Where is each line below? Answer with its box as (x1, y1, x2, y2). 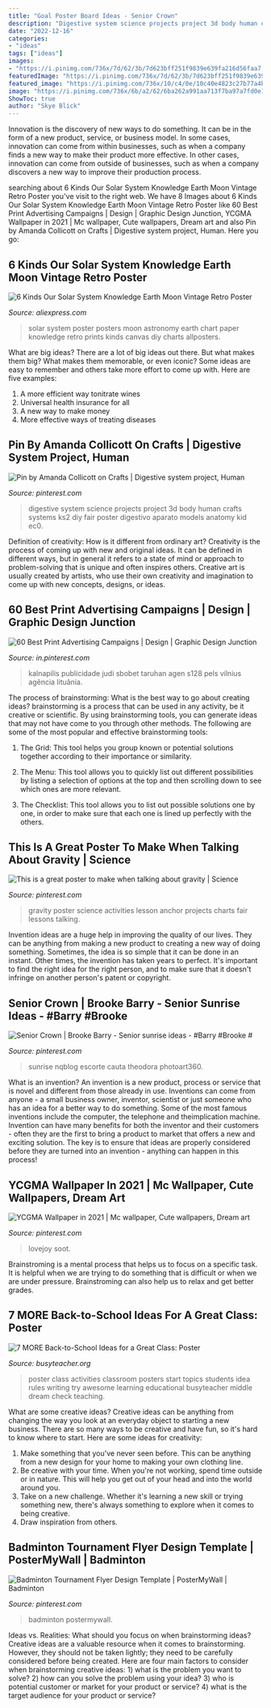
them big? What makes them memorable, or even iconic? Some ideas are (8, 356, 252, 366)
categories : (8, 34, 48, 43)
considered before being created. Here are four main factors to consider (8, 1655, 248, 1666)
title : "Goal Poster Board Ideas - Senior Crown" (8, 11, 179, 20)
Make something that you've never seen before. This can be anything (19, 1448, 252, 1458)
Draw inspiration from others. (19, 1517, 119, 1527)
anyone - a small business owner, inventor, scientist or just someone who (8, 1095, 252, 1105)
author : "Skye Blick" (8, 102, 81, 110)
